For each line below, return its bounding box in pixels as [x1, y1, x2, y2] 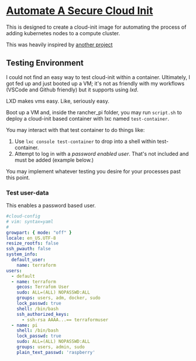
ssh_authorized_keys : [16, 311, 69, 317]
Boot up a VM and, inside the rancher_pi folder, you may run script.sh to [6, 108, 183, 115]
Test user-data [6, 189, 49, 197]
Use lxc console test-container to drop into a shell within [14, 138, 156, 145]
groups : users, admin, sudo [16, 344, 85, 350]
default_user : [11, 257, 46, 263]
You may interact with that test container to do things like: [6, 126, 145, 133]
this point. [6, 174, 30, 181]
